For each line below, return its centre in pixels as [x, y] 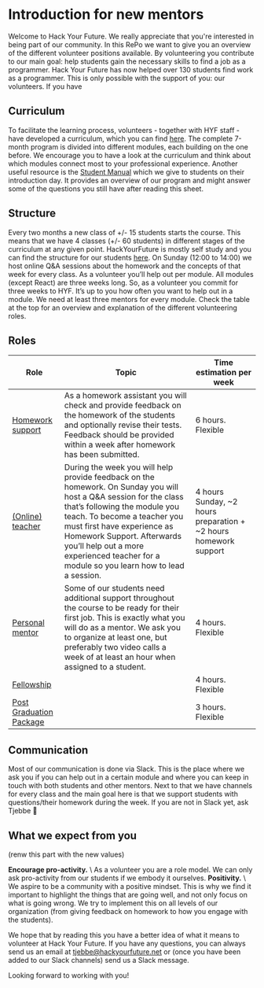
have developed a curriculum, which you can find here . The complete [121, 138]
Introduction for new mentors [106, 15]
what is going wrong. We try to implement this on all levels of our [113, 903]
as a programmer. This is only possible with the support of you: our [117, 78]
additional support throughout [119, 598]
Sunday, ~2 [216, 502]
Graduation [33, 712]
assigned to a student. [105, 667]
